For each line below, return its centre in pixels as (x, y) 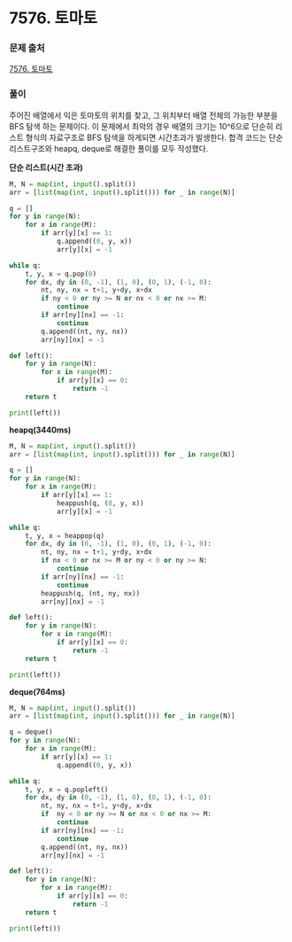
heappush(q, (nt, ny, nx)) (91, 593)
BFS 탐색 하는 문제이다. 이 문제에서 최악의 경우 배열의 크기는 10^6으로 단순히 (142, 126)
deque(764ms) (37, 691)
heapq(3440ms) (40, 430)
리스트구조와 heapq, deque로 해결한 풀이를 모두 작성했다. (109, 148)
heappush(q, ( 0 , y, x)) (100, 503)
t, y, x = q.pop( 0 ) (61, 274)
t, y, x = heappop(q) (65, 536)
